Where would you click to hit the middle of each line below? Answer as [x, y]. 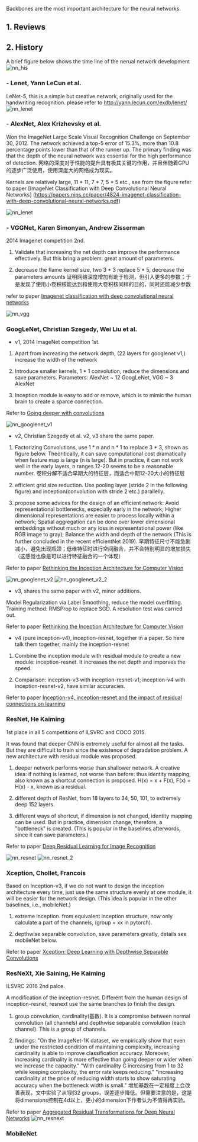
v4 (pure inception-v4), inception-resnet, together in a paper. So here [100, 638]
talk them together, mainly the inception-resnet [72, 644]
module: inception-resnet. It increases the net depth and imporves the [100, 662]
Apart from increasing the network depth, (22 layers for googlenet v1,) [100, 353]
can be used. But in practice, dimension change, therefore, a [88, 822]
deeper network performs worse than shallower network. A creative [97, 768]
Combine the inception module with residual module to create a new [98, 656]
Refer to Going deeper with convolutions [55, 413]
